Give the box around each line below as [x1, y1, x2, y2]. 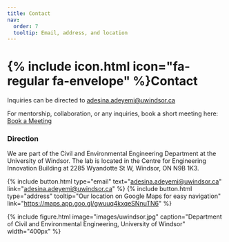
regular [7, 74, 50, 89]
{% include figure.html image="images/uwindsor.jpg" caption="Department [7, 212, 222, 221]
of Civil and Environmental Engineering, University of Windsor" [7, 220, 186, 228]
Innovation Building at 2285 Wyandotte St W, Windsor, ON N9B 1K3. [7, 164, 199, 173]
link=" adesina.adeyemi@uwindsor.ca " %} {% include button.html [7, 185, 192, 193]
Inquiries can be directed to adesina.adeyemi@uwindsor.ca [7, 96, 176, 104]
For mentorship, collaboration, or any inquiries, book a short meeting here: [7, 109, 219, 118]
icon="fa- [132, 59, 191, 74]
